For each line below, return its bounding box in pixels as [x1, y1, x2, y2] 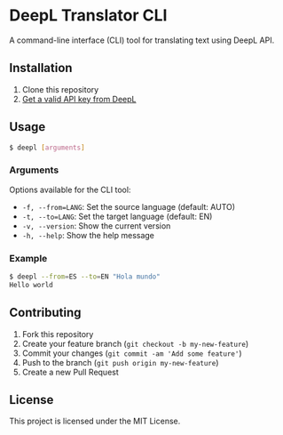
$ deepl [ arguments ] [9, 143, 86, 152]
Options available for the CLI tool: [9, 184, 131, 195]
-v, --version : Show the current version [21, 220, 171, 231]
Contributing [9, 305, 82, 320]
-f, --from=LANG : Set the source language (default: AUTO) [21, 201, 236, 212]
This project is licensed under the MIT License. [9, 415, 181, 427]
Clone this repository [21, 84, 99, 94]
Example [9, 252, 48, 264]
